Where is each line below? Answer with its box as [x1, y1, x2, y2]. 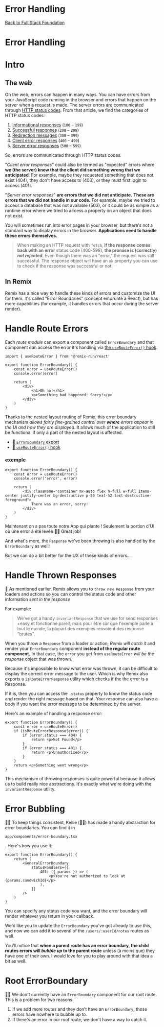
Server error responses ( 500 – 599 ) [12, 143, 82, 149]
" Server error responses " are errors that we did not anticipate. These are [5, 192, 155, 198]
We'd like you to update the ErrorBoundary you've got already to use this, [5, 923, 152, 929]
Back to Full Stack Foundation [5, 20, 65, 25]
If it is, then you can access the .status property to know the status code [5, 691, 153, 696]
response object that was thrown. [5, 656, 72, 662]
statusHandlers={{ [31, 865, 69, 870]
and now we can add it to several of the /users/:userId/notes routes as [5, 928, 149, 934]
